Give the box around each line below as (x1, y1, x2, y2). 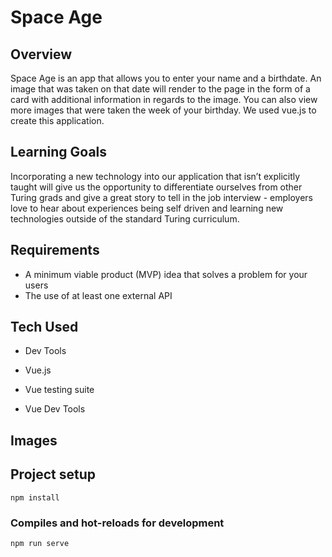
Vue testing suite (24, 384, 95, 396)
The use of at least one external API (24, 289, 173, 301)
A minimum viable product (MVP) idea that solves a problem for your (24, 268, 308, 280)
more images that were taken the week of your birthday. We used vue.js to (10, 104, 317, 116)
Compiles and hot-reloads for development (10, 516, 225, 530)
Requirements (10, 242, 100, 259)
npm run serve (10, 538, 70, 548)
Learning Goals (10, 144, 108, 161)
